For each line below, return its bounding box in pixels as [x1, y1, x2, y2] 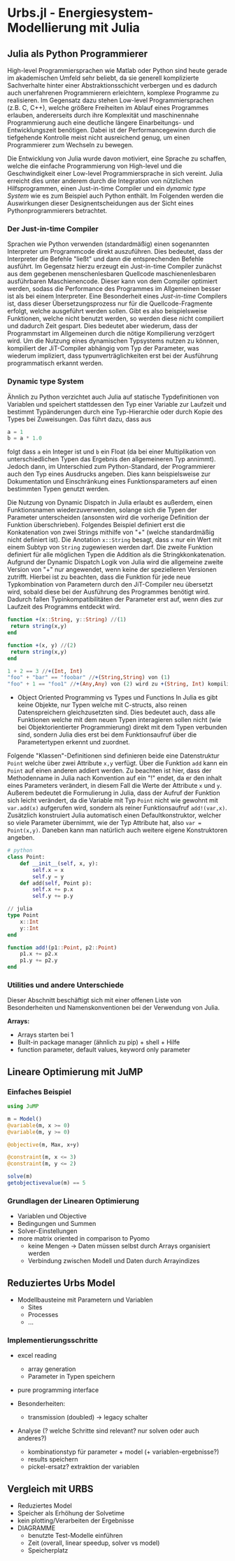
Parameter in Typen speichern [27, 1372, 115, 1381]
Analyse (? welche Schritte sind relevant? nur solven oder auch [17, 1426, 199, 1435]
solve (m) [7, 1173, 33, 1180]
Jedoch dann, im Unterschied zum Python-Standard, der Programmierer [7, 463, 215, 471]
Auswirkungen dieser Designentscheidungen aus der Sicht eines [7, 199, 194, 207]
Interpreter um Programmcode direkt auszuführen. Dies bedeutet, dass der [7, 247, 224, 256]
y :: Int [20, 925, 39, 932]
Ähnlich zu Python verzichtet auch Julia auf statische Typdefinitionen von [7, 393, 220, 401]
